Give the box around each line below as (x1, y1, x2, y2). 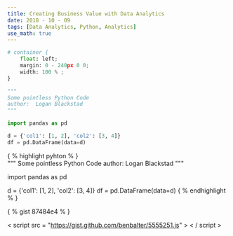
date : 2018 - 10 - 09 (7, 17, 71, 24)
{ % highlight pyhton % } (7, 151, 79, 160)
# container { (7, 49, 49, 56)
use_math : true (7, 29, 52, 37)
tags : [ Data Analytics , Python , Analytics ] (7, 23, 137, 30)
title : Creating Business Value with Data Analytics (7, 10, 165, 18)
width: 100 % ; (20, 68, 65, 76)
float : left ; (20, 55, 58, 63)
